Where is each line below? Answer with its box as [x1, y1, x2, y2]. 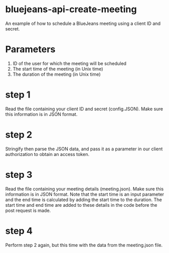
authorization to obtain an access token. [5, 151, 90, 157]
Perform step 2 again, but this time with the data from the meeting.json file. [5, 242, 163, 248]
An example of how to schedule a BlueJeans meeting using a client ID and [5, 20, 161, 26]
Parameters [5, 44, 56, 55]
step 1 [5, 89, 31, 101]
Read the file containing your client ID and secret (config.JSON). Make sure [5, 106, 163, 112]
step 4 [5, 225, 33, 237]
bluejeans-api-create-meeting [5, 4, 137, 15]
